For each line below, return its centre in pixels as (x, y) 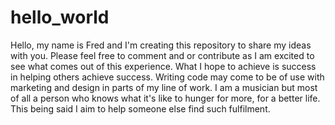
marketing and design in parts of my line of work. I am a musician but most (164, 87)
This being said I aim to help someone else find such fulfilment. (140, 108)
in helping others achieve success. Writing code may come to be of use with (167, 77)
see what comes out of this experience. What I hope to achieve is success (163, 66)
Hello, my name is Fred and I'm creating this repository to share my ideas (161, 45)
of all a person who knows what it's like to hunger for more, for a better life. (165, 98)
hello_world (60, 17)
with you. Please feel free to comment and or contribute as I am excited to (162, 55)
